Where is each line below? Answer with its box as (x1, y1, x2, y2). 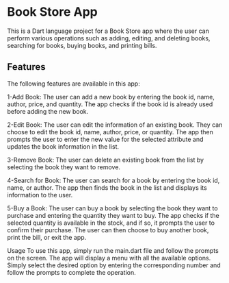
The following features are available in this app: (7, 79, 140, 88)
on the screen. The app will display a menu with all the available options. (7, 254, 211, 262)
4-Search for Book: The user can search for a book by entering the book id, (7, 176, 220, 184)
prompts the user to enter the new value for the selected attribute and (7, 135, 204, 143)
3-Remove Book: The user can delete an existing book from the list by (7, 156, 204, 164)
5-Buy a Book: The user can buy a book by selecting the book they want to (7, 204, 218, 212)
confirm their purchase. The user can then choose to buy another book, (7, 225, 209, 234)
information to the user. (7, 190, 73, 199)
